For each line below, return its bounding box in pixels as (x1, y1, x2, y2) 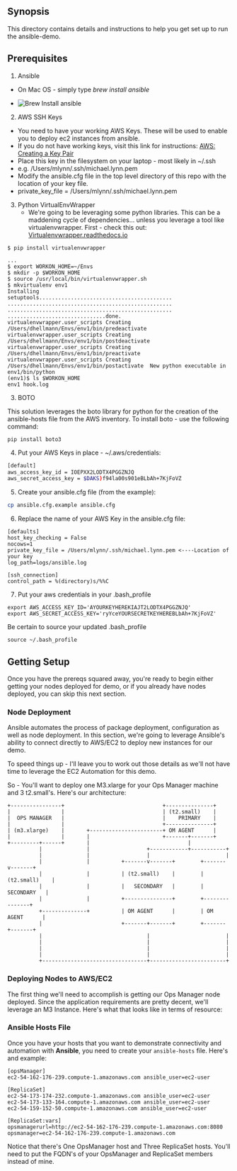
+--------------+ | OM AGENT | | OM (38, 908, 214, 915)
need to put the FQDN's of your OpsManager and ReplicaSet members (7, 1149, 214, 1158)
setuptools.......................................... (7, 294, 173, 301)
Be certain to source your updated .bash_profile (7, 623, 147, 631)
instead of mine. (7, 1157, 54, 1165)
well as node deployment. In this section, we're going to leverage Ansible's (7, 731, 225, 740)
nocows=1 (7, 540, 33, 548)
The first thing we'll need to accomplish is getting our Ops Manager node (7, 989, 221, 999)
